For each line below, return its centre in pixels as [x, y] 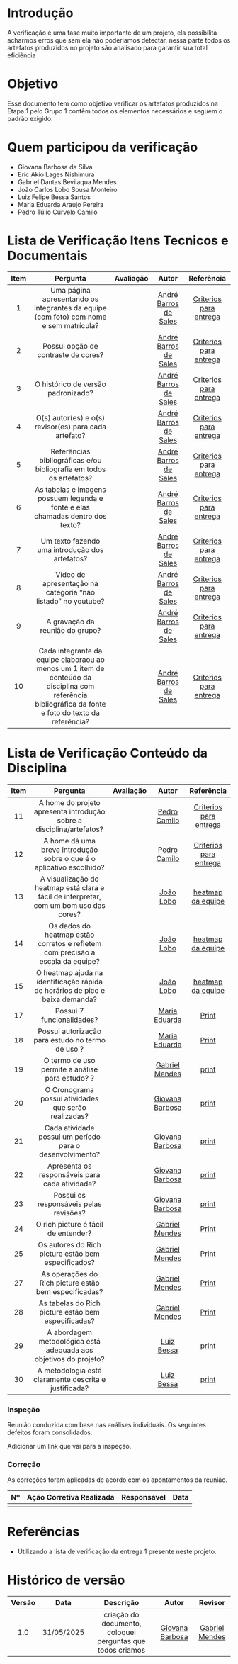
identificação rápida [69, 982]
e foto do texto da [71, 712]
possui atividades [69, 1098]
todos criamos [122, 1651]
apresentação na [70, 583]
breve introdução [70, 850]
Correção [24, 1464]
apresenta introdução [69, 811]
